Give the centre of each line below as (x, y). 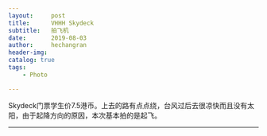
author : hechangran (48, 45)
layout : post (37, 16)
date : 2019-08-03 (48, 38)
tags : (17, 68)
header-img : (28, 52)
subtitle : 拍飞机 (39, 30)
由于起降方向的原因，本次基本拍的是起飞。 (91, 115)
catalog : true (32, 60)
